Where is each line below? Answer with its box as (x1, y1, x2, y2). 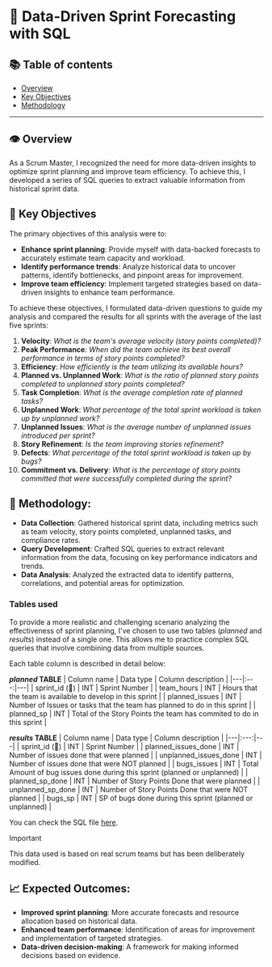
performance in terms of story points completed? (20, 353, 185, 363)
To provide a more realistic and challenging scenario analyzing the (9, 617, 230, 626)
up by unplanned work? (20, 413, 100, 423)
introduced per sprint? (20, 430, 95, 440)
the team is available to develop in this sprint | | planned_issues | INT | (9, 691, 242, 701)
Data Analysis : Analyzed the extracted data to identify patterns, (20, 570, 234, 579)
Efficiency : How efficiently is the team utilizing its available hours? (20, 362, 243, 371)
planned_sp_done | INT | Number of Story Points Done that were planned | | (9, 776, 261, 786)
